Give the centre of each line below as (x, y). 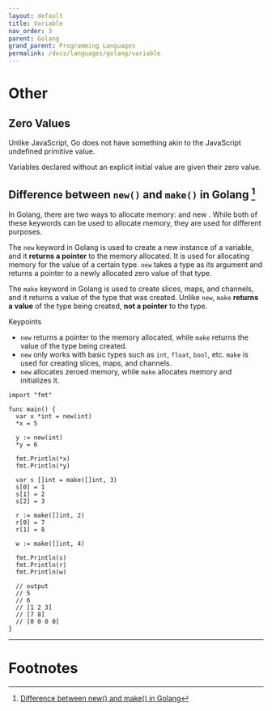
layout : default (36, 16)
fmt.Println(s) (41, 558)
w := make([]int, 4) (50, 544)
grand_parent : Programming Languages (72, 46)
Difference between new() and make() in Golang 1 (132, 194)
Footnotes (43, 668)
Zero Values (40, 123)
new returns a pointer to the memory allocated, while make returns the (134, 337)
